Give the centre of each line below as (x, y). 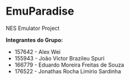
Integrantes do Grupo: (34, 40)
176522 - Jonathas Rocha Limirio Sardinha (68, 71)
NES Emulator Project (33, 28)
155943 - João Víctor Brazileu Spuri (60, 58)
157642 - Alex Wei (38, 52)
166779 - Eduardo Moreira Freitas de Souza (69, 65)
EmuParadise (40, 11)
